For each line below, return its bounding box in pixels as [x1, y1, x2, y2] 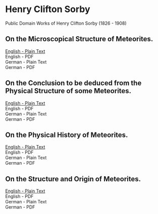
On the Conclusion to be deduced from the [5, 79, 142, 88]
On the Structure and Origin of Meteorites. [5, 175, 141, 183]
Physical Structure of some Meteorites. [5, 87, 132, 95]
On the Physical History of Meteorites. [5, 130, 128, 139]
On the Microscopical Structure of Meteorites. [5, 35, 153, 43]
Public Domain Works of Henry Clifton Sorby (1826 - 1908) [5, 20, 127, 26]
